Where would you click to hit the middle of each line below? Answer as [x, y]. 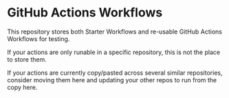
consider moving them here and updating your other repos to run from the [112, 79]
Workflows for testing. [39, 38]
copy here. [22, 87]
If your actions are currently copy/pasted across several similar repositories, [115, 73]
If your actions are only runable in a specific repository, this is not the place [114, 52]
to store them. [27, 59]
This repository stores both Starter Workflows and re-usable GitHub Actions [115, 32]
